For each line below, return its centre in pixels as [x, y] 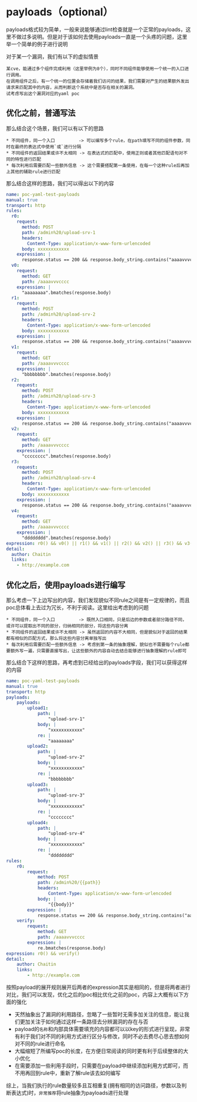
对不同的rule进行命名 [40, 1044]
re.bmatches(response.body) [72, 948]
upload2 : [38, 746]
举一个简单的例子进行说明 [37, 44]
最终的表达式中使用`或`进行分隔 [48, 147]
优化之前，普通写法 [41, 113]
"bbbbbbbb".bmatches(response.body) [66, 374]
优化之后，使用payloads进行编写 [66, 585]
